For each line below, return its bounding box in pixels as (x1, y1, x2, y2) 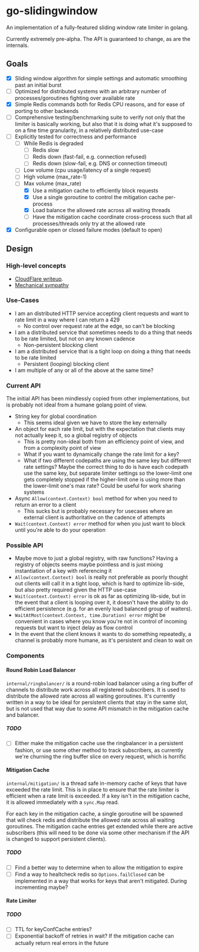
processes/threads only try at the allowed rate (32, 220, 146, 227)
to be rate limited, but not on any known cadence (14, 335, 135, 342)
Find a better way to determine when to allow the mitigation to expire (14, 863, 183, 871)
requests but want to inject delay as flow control (14, 624, 133, 631)
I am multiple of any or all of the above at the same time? (14, 367, 154, 374)
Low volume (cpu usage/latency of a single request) (23, 166, 151, 174)
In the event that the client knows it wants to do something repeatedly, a (14, 631, 191, 638)
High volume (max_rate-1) (23, 174, 87, 181)
